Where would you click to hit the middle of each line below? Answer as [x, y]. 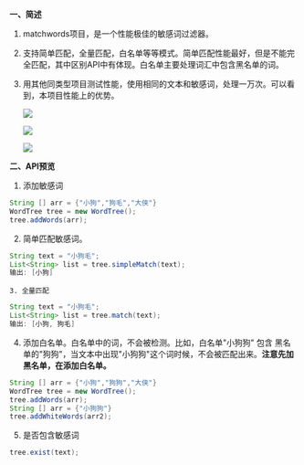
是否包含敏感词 [51, 435]
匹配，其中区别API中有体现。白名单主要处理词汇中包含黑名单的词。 [157, 64]
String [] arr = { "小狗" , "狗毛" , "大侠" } [83, 203]
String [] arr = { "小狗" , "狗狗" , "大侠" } [83, 383]
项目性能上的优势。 [83, 95]
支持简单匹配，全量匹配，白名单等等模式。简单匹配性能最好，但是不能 [155, 53]
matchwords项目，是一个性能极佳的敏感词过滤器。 [118, 34]
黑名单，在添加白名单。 [67, 365]
